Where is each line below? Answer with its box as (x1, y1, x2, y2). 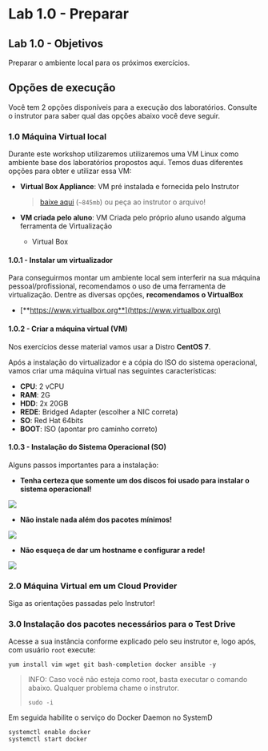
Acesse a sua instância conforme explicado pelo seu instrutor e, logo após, (8, 636, 256, 646)
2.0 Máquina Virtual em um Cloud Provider (8, 580, 178, 592)
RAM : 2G (19, 390, 50, 399)
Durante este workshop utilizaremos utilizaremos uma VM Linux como (8, 149, 239, 159)
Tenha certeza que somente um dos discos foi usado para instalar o (19, 475, 250, 485)
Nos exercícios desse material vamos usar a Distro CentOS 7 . (8, 341, 211, 351)
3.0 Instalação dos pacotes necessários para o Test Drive (8, 618, 236, 629)
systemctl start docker (8, 735, 88, 744)
